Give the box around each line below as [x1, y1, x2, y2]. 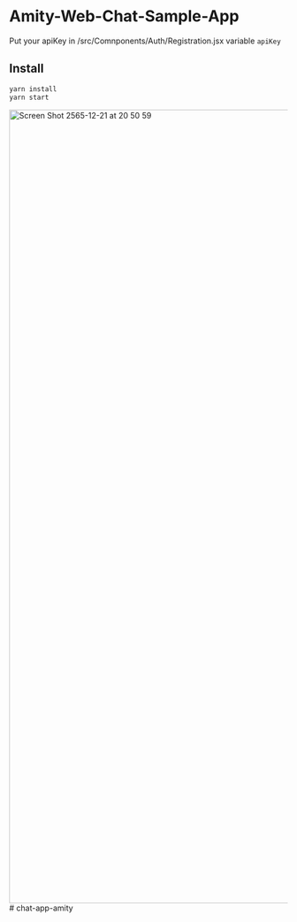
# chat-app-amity [9, 903, 73, 913]
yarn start [9, 93, 49, 102]
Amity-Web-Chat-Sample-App [9, 6, 240, 27]
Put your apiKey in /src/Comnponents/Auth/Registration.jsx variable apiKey [9, 35, 281, 46]
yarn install [9, 84, 57, 94]
